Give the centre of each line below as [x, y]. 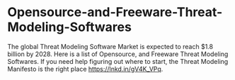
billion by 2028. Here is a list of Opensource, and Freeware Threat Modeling [118, 54]
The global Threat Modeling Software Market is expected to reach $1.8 [110, 46]
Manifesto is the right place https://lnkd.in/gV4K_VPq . [85, 69]
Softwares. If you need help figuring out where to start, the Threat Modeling [118, 61]
